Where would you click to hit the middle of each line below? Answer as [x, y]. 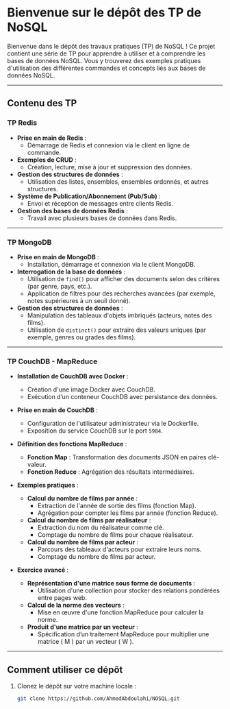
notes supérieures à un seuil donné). [79, 300]
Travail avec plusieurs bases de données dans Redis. [102, 218]
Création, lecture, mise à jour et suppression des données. [110, 167]
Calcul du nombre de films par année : [82, 498]
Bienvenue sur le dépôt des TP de [104, 13]
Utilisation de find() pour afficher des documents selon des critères [124, 278]
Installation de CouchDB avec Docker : [73, 376]
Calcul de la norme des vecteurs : [76, 605]
